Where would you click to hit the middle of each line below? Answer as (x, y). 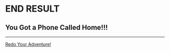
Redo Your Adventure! (28, 44)
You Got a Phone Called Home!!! (56, 28)
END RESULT (32, 9)
